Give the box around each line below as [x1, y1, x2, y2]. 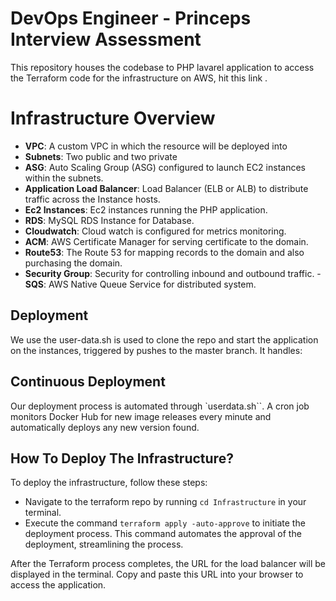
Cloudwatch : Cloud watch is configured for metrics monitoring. [24, 225, 287, 237]
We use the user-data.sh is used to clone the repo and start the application [10, 333, 319, 346]
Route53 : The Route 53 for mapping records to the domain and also [24, 246, 305, 258]
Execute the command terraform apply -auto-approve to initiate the [24, 517, 306, 529]
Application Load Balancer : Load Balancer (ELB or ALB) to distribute [24, 182, 309, 194]
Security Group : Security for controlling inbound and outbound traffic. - [24, 267, 322, 279]
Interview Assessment [10, 28, 202, 51]
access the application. [10, 579, 107, 591]
